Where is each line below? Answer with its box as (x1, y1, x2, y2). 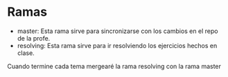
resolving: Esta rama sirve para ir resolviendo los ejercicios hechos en (17, 41, 218, 49)
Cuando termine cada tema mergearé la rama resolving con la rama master (7, 62, 222, 70)
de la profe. (17, 34, 51, 42)
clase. (17, 49, 35, 57)
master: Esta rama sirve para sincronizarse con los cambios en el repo (17, 27, 218, 35)
